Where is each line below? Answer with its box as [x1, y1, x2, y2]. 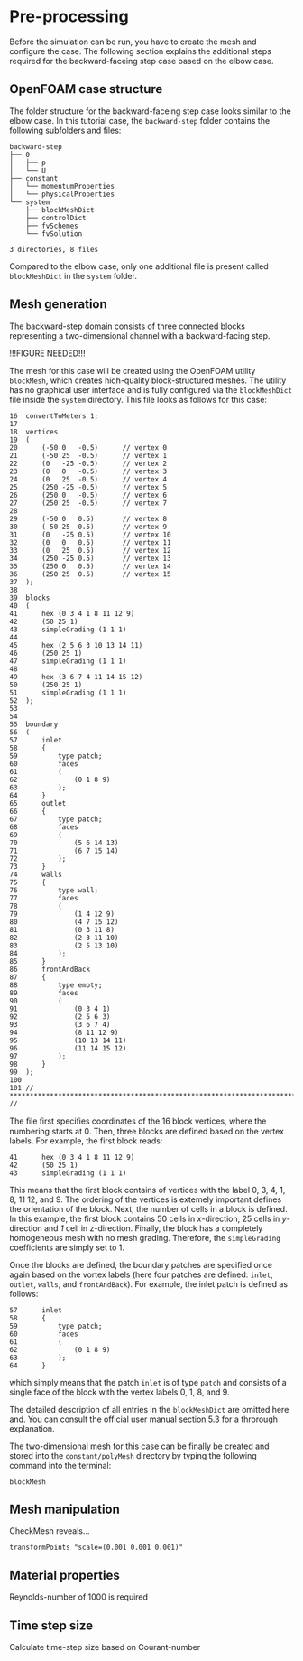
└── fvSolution [25, 229, 83, 238]
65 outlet [9, 798, 67, 807]
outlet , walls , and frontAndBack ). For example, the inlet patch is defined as [9, 1278, 289, 1289]
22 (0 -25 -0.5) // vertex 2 [9, 459, 168, 468]
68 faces [9, 822, 78, 832]
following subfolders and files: [9, 125, 122, 135]
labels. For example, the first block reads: [9, 1135, 163, 1146]
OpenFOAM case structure [9, 81, 163, 97]
